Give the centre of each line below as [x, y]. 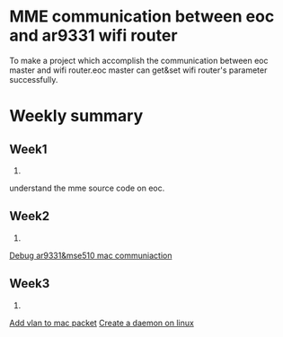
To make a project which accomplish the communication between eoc [139, 60]
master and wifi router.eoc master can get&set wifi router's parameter [138, 70]
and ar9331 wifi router [93, 35]
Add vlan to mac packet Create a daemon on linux [102, 323]
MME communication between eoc [142, 17]
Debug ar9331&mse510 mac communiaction [91, 255]
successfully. [34, 79]
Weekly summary [76, 116]
